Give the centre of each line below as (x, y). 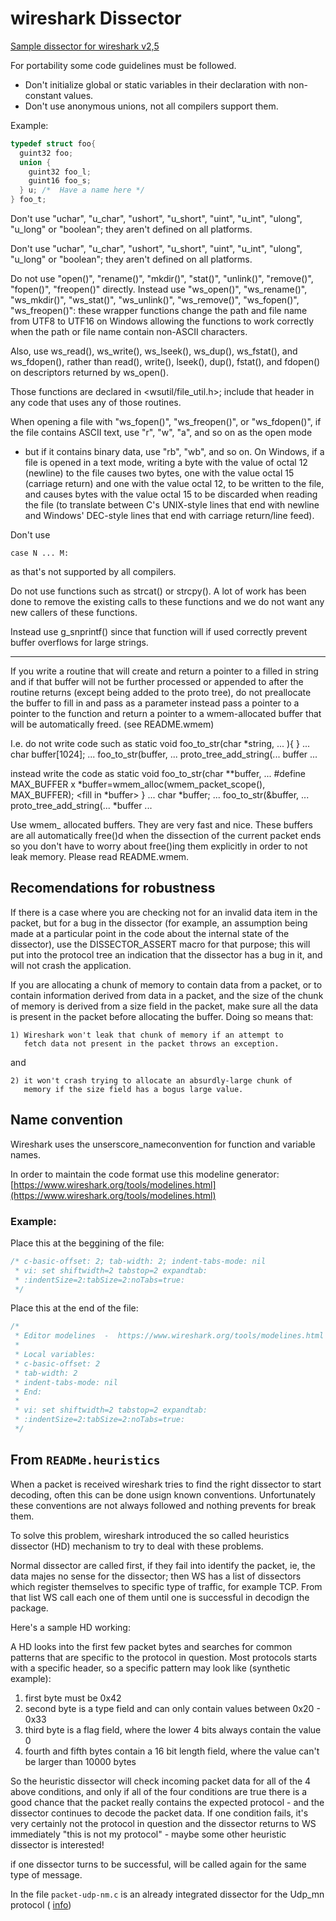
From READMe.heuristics (85, 1460)
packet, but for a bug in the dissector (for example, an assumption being (159, 923)
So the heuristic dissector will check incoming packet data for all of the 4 (161, 1781)
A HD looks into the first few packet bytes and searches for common (151, 1646)
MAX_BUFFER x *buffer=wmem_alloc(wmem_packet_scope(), (138, 784)
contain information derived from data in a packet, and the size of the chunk (167, 995)
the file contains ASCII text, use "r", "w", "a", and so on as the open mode (161, 433)
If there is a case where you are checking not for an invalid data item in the (164, 912)
